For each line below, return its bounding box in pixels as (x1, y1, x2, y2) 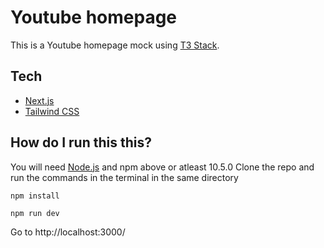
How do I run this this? (10, 134, 152, 151)
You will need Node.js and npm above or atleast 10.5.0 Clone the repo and (10, 161, 315, 173)
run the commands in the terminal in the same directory (10, 171, 239, 183)
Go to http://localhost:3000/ (10, 226, 126, 238)
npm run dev (10, 208, 60, 218)
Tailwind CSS (24, 105, 80, 117)
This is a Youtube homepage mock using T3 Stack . (10, 39, 220, 51)
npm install (10, 191, 60, 201)
